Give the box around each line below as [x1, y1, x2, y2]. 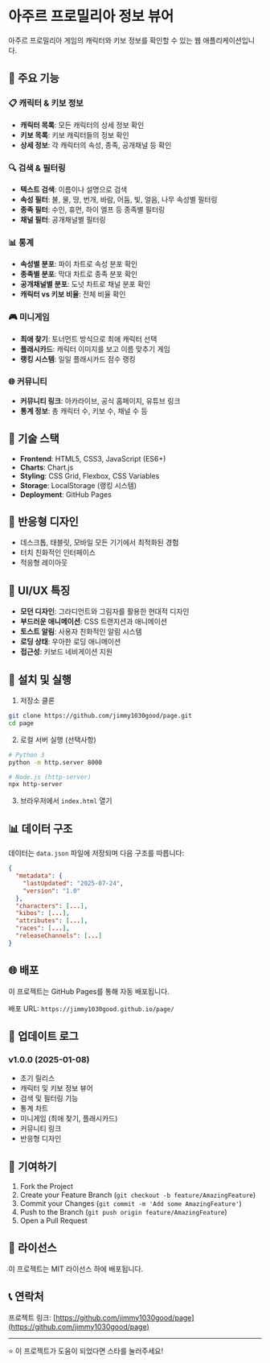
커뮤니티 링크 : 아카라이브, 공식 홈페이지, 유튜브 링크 [19, 396, 181, 405]
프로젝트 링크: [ [8, 1312, 56, 1322]
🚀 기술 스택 [8, 432, 60, 445]
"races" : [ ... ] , [15, 924, 70, 933]
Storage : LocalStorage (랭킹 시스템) [19, 480, 137, 490]
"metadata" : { [15, 872, 63, 880]
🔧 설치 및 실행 [8, 673, 72, 686]
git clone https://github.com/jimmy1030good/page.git [8, 712, 193, 720]
